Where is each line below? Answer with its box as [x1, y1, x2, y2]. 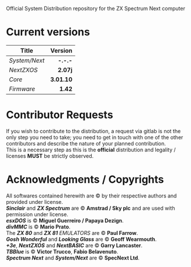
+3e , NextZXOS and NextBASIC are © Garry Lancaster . [6, 242, 143, 249]
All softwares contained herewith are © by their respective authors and [6, 192, 177, 199]
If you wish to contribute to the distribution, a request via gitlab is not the [6, 127, 181, 134]
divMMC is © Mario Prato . [6, 223, 71, 230]
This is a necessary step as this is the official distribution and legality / [6, 146, 176, 153]
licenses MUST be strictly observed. [6, 152, 94, 159]
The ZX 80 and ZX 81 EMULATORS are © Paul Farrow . [6, 229, 138, 236]
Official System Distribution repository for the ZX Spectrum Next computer [6, 5, 186, 12]
